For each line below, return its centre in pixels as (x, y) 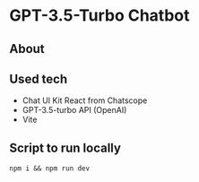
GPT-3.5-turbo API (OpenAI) (74, 110)
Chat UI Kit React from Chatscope (85, 100)
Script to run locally (65, 147)
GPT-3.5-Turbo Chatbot (99, 16)
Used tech (39, 78)
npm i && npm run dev (50, 169)
